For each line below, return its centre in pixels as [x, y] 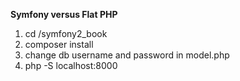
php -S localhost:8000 [71, 65]
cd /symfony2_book [66, 33]
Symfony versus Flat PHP [64, 14]
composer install [59, 44]
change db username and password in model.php [127, 55]
